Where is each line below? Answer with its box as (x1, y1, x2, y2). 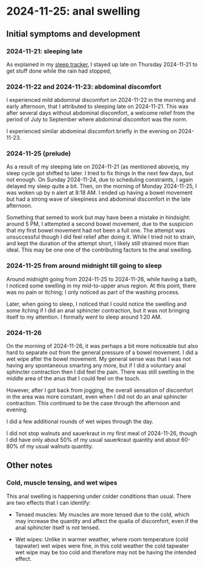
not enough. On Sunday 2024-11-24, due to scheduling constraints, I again (6, 176, 193, 184)
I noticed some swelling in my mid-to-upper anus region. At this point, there (6, 282, 196, 289)
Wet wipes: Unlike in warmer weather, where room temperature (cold (15, 535, 189, 543)
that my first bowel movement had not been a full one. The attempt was (6, 227, 186, 234)
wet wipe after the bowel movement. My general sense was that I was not (6, 355, 191, 363)
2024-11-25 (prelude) (6, 150, 71, 158)
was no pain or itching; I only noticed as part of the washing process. (6, 288, 180, 295)
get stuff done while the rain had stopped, (6, 67, 111, 74)
